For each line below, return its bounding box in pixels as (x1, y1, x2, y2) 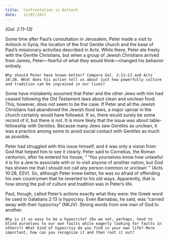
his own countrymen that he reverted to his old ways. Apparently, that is (5, 175, 155, 181)
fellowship (5, 123, 27, 129)
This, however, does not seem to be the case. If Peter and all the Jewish (5, 101, 155, 107)
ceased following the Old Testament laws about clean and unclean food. (5, 96, 156, 102)
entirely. (5, 63, 22, 69)
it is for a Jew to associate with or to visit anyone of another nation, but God (5, 159, 163, 165)
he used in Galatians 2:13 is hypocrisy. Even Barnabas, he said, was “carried (5, 196, 164, 202)
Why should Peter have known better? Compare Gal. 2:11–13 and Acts (5, 72, 153, 77)
